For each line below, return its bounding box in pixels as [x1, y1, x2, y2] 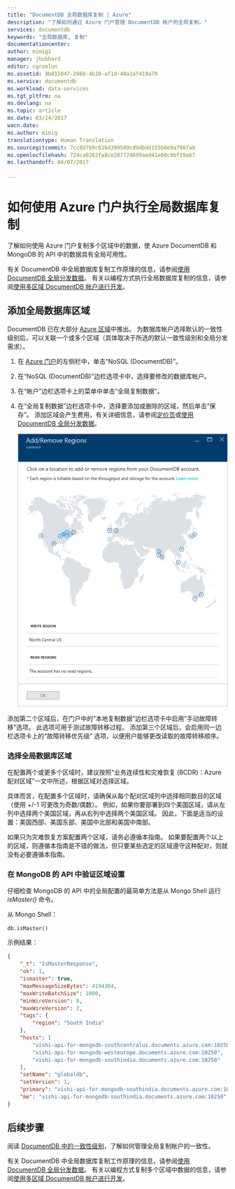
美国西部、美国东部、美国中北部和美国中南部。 [19, 818, 155, 827]
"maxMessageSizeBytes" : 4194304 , [20, 983, 117, 990]
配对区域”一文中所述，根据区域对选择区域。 [7, 777, 133, 785]
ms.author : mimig [7, 129, 58, 136]
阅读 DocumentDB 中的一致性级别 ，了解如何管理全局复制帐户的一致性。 [7, 1141, 215, 1150]
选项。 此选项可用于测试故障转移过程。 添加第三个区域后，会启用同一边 [16, 722, 222, 731]
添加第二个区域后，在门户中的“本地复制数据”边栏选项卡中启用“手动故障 [7, 714, 212, 722]
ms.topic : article [7, 107, 61, 115]
